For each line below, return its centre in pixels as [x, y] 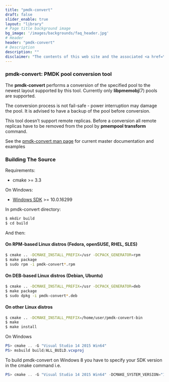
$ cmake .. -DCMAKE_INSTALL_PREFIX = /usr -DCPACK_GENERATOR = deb [73, 286]
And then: [15, 233]
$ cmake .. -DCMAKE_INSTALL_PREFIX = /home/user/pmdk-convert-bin [74, 318]
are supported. [21, 95]
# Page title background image [38, 29]
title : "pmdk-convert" [29, 10]
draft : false [19, 15]
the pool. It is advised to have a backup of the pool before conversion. [78, 111]
